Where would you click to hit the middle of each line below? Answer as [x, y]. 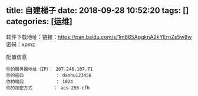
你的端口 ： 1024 [40, 81]
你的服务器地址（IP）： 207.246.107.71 [49, 69]
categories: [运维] [39, 21]
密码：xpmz [21, 44]
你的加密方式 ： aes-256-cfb [48, 88]
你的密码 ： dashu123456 [49, 75]
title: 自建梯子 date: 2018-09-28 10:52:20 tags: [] [98, 11]
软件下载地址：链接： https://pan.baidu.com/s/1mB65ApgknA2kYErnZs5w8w [99, 37]
